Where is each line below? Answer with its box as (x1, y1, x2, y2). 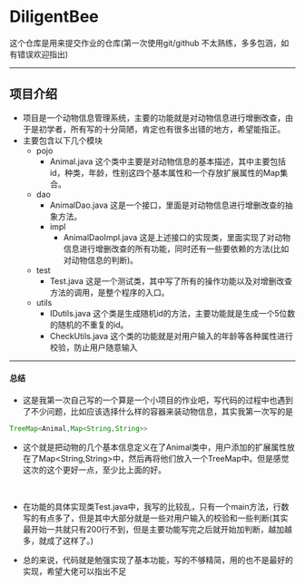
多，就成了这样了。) (22, 535, 93, 546)
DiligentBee (9, 6, 99, 27)
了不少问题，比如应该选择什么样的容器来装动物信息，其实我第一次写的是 (22, 405, 293, 416)
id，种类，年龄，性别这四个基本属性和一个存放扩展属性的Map (49, 167, 280, 178)
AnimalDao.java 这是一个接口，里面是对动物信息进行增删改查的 (49, 200, 286, 210)
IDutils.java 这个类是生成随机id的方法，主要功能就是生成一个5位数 (49, 307, 296, 318)
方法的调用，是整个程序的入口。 (49, 287, 170, 297)
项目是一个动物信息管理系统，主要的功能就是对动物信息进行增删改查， (22, 112, 286, 123)
